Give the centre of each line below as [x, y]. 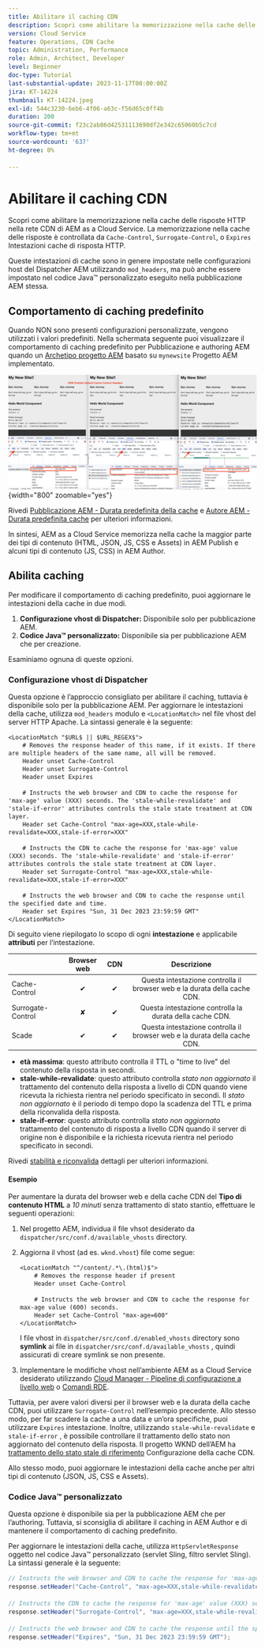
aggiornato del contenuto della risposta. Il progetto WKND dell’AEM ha [122, 1444]
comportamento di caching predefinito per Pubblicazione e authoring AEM [129, 347]
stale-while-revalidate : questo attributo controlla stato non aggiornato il [138, 1078]
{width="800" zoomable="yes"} [60, 495]
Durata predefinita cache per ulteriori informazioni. [91, 519]
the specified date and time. [58, 904]
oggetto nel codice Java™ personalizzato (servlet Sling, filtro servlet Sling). [129, 1555]
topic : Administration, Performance [68, 50]
